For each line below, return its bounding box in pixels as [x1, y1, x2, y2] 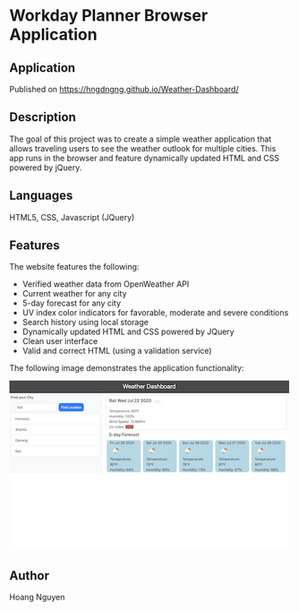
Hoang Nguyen [9, 592, 65, 603]
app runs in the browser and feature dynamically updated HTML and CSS [9, 152, 280, 163]
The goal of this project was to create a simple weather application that [9, 133, 272, 144]
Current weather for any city [21, 288, 127, 299]
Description [9, 109, 76, 125]
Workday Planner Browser [9, 5, 209, 26]
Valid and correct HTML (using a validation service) [21, 346, 212, 357]
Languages [9, 188, 73, 203]
